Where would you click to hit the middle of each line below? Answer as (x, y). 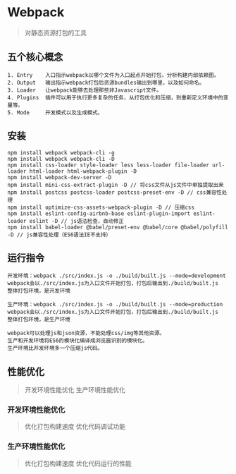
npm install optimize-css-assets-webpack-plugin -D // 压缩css (101, 207)
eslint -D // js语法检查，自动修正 (77, 221)
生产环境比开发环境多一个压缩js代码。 (55, 348)
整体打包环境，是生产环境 (39, 320)
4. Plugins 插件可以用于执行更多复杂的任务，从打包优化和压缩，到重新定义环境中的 (116, 97)
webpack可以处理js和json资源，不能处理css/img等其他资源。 (86, 333)
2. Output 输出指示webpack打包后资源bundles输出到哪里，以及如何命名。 (106, 83)
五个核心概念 (35, 57)
